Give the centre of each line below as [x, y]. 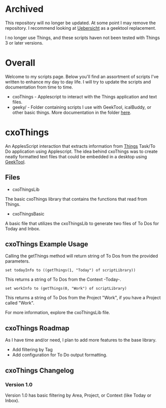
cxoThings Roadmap [37, 328]
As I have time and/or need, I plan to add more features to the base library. [81, 340]
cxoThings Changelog [40, 370]
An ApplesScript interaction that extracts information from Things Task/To [80, 146]
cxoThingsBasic [28, 214]
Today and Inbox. [23, 228]
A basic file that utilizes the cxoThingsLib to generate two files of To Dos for [82, 223]
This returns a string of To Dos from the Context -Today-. [63, 279]
